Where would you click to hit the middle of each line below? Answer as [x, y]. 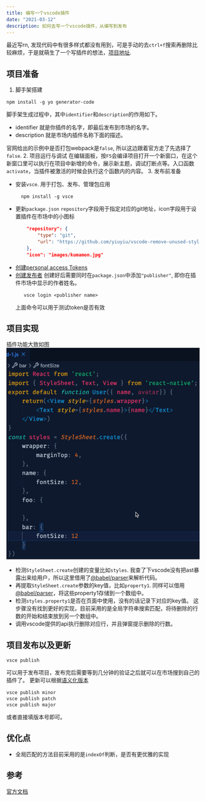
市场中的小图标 [55, 217]
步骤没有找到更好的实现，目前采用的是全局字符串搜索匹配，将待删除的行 [106, 609]
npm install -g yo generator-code [51, 102]
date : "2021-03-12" [31, 19]
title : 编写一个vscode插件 [38, 13]
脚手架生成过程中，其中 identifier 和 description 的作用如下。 [84, 114]
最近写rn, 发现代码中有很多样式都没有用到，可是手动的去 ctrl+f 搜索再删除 [99, 45]
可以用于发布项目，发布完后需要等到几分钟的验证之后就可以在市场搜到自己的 [103, 672]
